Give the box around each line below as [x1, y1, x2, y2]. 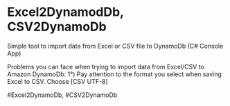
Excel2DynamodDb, [7, 4, 124, 20]
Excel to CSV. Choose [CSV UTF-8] [7, 77, 109, 85]
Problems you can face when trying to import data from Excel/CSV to [7, 62, 204, 71]
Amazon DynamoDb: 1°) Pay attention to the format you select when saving [7, 70, 222, 78]
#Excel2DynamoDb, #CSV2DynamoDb [7, 91, 118, 99]
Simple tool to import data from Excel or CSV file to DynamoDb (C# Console [7, 42, 224, 50]
